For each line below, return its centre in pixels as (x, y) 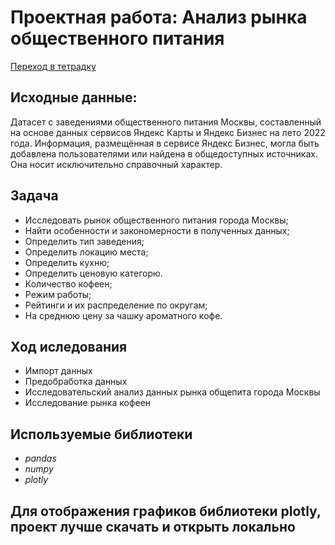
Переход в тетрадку (53, 66)
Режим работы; (58, 294)
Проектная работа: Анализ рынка (159, 17)
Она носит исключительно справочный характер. (116, 164)
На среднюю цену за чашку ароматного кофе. (123, 315)
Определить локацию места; (86, 252)
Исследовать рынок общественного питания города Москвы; (156, 220)
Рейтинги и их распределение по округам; (116, 305)
